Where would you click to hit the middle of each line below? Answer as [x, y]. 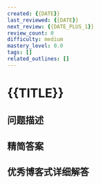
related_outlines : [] [38, 59]
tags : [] [20, 53]
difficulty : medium [35, 40]
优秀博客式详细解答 [48, 172]
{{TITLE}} [36, 93]
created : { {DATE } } [34, 14]
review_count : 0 [30, 33]
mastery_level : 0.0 [35, 46]
